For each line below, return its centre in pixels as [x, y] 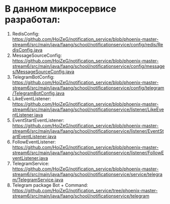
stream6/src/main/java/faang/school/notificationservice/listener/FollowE [88, 153]
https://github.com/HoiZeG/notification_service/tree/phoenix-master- [85, 190]
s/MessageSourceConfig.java [43, 71]
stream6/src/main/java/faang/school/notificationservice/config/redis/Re [88, 44]
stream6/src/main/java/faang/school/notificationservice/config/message [88, 66]
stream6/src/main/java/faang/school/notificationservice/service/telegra [87, 174]
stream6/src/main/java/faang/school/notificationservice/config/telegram [88, 88]
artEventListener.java [34, 136]
